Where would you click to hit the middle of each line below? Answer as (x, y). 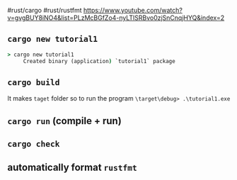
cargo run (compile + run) (64, 121)
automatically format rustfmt (73, 167)
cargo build (34, 82)
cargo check (34, 144)
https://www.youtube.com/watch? (133, 10)
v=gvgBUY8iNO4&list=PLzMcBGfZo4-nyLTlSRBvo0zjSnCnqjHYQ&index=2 (116, 18)
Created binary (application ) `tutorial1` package (99, 61)
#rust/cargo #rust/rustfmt (45, 10)
